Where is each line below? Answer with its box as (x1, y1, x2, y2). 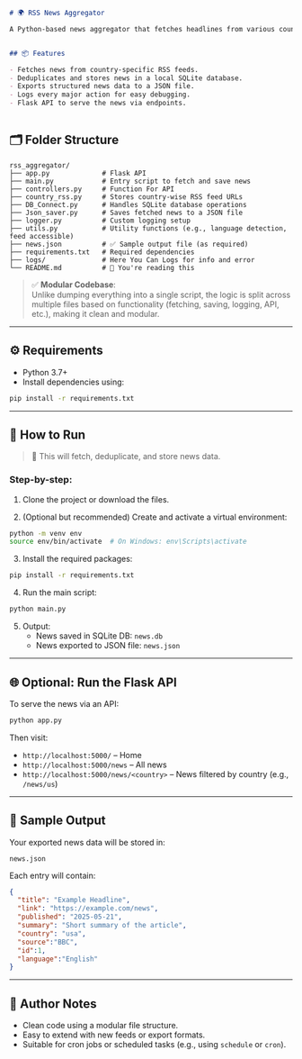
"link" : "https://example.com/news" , (17, 904, 159, 913)
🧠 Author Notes (9, 996, 97, 1011)
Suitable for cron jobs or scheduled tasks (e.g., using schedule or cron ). (22, 1039, 287, 1050)
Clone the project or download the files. (22, 493, 170, 504)
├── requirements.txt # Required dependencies (9, 248, 195, 257)
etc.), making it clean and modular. (31, 308, 160, 319)
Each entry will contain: (9, 870, 96, 881)
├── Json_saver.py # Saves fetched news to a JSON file (9, 208, 244, 217)
